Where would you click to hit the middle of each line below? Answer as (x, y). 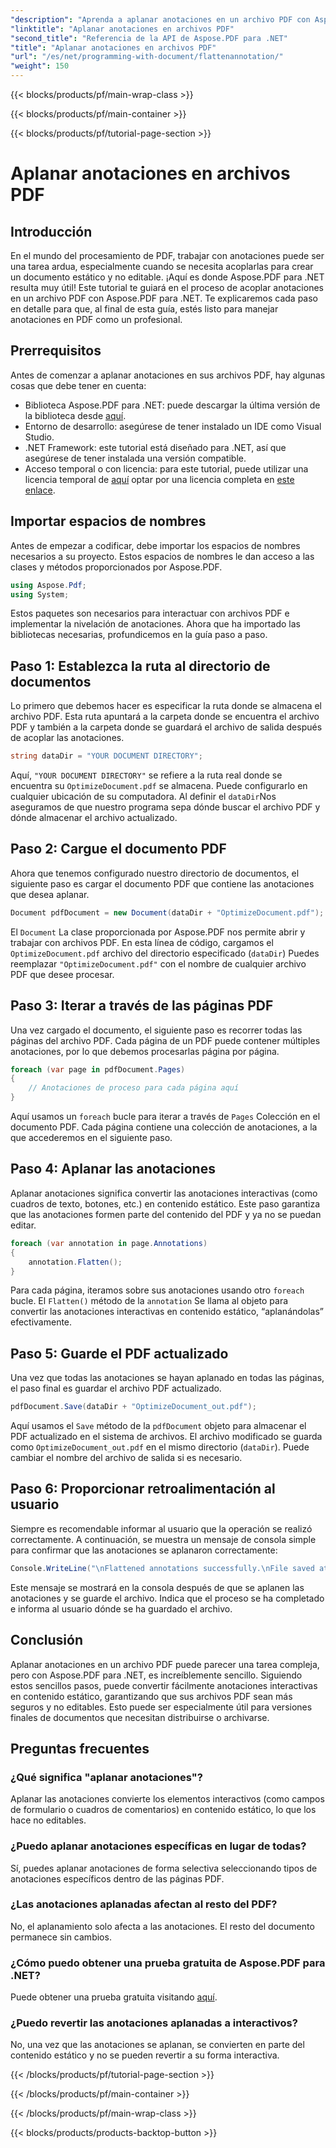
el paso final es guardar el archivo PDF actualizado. (116, 1388)
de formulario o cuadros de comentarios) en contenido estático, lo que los (163, 1810)
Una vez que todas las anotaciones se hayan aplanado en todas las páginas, (167, 1378)
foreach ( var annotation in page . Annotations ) (109, 1243)
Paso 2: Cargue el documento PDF (118, 849)
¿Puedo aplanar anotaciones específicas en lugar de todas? (158, 1846)
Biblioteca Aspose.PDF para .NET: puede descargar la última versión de (172, 405)
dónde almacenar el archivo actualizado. (94, 818)
